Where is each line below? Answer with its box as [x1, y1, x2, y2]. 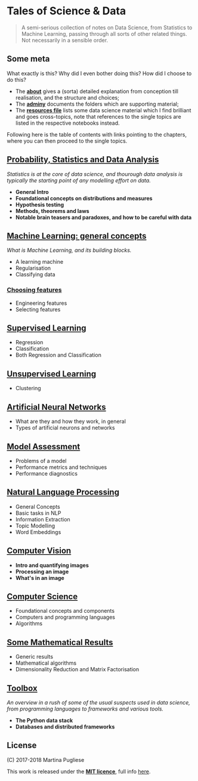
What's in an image [15, 574, 64, 581]
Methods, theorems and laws [15, 207, 89, 214]
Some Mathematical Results [7, 637, 113, 647]
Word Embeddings [15, 528, 61, 535]
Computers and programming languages [15, 613, 116, 621]
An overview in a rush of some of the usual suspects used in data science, [7, 699, 190, 706]
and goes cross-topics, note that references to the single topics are [15, 113, 181, 120]
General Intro [15, 188, 49, 195]
